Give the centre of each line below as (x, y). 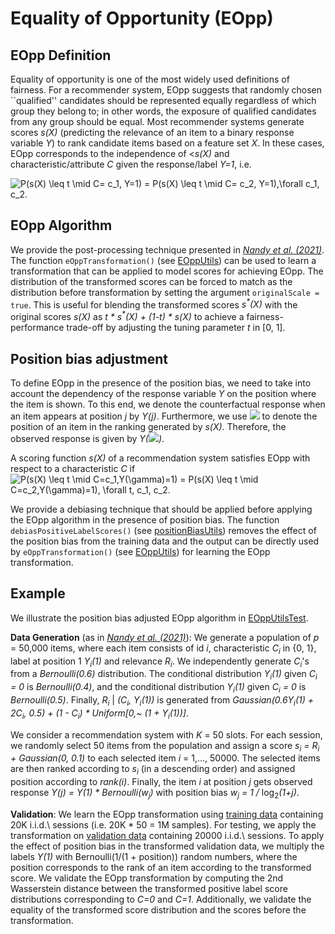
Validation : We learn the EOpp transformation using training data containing (167, 814)
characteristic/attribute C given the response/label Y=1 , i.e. (131, 164)
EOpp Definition (61, 55)
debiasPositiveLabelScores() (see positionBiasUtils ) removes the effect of (163, 530)
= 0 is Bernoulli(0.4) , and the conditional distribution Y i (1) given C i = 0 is (158, 688)
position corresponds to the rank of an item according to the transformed (161, 867)
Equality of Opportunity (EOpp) (142, 18)
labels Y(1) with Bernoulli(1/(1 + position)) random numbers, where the (154, 856)
